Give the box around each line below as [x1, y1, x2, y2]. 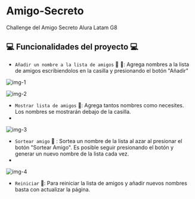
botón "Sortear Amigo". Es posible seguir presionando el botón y [14, 144, 174, 151]
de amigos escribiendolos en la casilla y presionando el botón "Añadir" [14, 67, 189, 74]
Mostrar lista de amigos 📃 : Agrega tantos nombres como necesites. [14, 101, 184, 108]
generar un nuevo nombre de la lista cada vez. [14, 150, 129, 157]
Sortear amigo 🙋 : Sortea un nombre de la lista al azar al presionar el [14, 137, 182, 144]
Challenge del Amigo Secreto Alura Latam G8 [6, 24, 117, 31]
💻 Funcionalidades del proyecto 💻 [6, 42, 138, 52]
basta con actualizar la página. [14, 186, 91, 193]
